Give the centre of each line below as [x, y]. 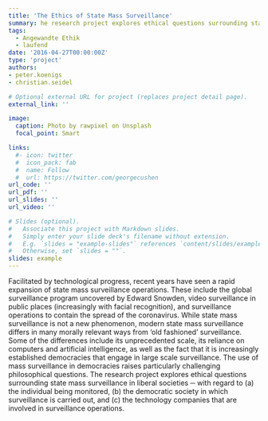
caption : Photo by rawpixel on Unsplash [83, 126]
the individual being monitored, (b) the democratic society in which [118, 391]
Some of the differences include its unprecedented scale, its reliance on [126, 340]
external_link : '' [39, 104]
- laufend [32, 45]
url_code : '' [30, 185]
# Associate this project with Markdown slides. [94, 229]
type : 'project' [35, 61]
